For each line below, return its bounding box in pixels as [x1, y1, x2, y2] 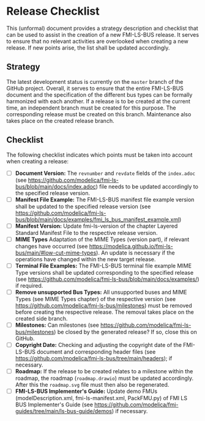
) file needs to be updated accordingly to [95, 182, 199, 190]
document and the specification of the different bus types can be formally [6, 91, 193, 99]
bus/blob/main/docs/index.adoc [15, 182, 96, 190]
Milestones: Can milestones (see [15, 321, 99, 329]
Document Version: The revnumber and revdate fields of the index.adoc [15, 170, 196, 177]
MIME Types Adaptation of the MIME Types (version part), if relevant [15, 236, 190, 243]
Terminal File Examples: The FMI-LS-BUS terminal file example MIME [15, 262, 192, 269]
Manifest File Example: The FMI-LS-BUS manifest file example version [15, 196, 195, 203]
